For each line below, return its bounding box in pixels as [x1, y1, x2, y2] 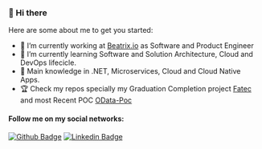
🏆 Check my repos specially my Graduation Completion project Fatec [19, 84, 252, 94]
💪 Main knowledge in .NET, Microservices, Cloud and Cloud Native [19, 66, 241, 76]
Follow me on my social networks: [8, 114, 125, 123]
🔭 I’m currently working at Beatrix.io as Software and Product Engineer [19, 41, 255, 50]
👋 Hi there [8, 7, 48, 18]
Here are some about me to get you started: [8, 26, 154, 35]
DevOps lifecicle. [19, 58, 76, 67]
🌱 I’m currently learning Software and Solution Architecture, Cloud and [19, 50, 253, 59]
